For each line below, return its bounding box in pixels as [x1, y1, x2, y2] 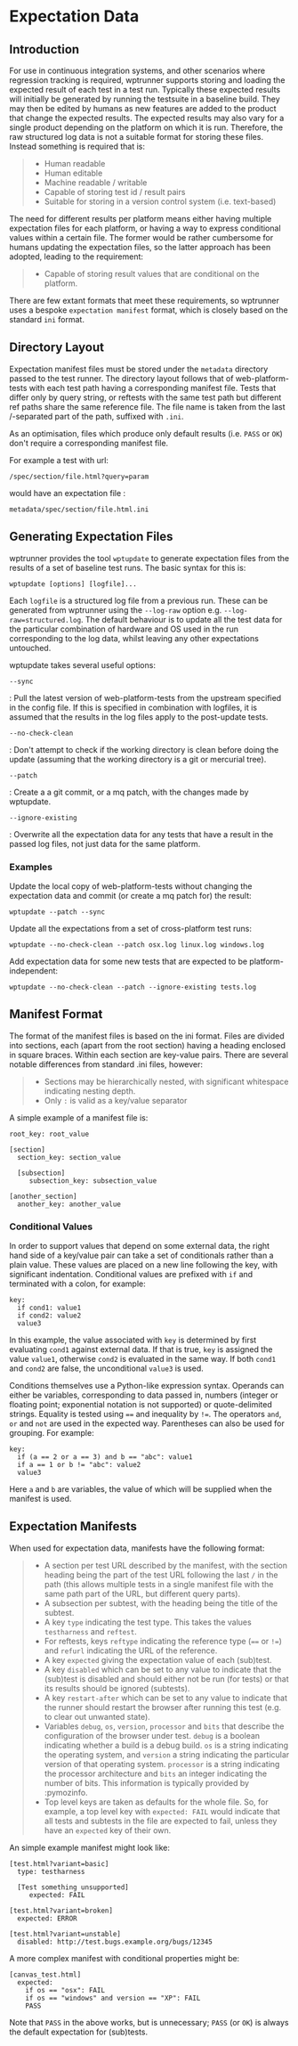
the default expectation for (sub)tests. [9, 2026, 149, 2037]
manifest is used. [9, 1494, 72, 1504]
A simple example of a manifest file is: [9, 1112, 149, 1123]
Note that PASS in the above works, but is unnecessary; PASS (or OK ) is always [9, 2017, 289, 2027]
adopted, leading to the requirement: [9, 251, 144, 262]
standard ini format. [9, 314, 85, 324]
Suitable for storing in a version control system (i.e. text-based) [44, 196, 277, 207]
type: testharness [17, 1867, 86, 1876]
